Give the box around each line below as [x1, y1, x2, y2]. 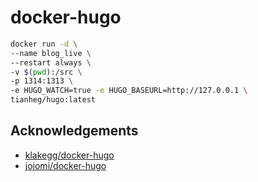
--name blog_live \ [10, 48, 92, 58]
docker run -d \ [10, 39, 78, 49]
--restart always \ [10, 57, 92, 68]
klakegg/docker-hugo [24, 149, 115, 161]
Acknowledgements [10, 122, 139, 140]
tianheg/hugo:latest [10, 95, 97, 105]
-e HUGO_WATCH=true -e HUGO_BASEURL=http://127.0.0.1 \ [10, 86, 248, 96]
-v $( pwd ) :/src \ [10, 67, 83, 77]
